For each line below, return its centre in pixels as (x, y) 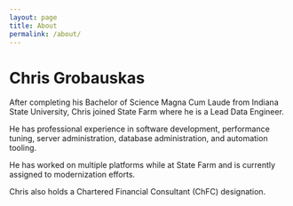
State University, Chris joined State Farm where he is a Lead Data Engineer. (146, 112)
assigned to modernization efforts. (72, 175)
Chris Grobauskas (77, 78)
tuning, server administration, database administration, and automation (139, 139)
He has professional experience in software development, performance (140, 129)
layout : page (33, 17)
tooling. (23, 148)
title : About (33, 26)
